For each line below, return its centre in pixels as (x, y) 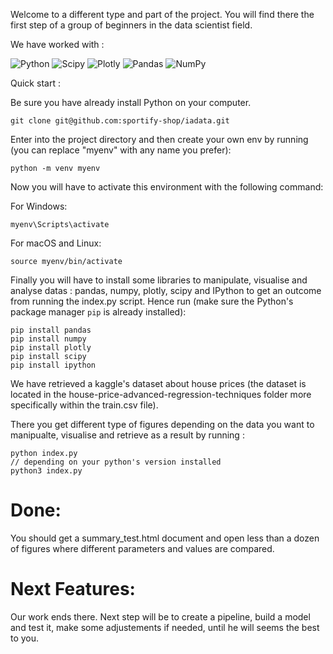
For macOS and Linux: (56, 243)
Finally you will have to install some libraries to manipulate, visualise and (159, 280)
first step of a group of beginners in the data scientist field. (131, 25)
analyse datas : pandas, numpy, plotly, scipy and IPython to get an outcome (166, 290)
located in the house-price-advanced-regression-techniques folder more (161, 394)
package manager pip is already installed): (98, 312)
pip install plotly (51, 348)
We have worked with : (57, 44)
